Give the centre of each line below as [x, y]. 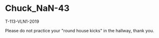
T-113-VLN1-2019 [22, 21]
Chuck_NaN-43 [37, 8]
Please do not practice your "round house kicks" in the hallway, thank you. [80, 30]
